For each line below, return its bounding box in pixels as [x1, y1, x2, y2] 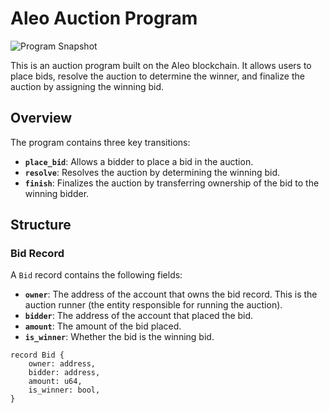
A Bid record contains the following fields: [10, 269, 183, 281]
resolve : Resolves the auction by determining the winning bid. [24, 166, 281, 178]
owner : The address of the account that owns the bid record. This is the [24, 288, 318, 301]
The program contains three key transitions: [10, 136, 191, 148]
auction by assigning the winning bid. [10, 80, 164, 92]
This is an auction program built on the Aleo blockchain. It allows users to [10, 59, 312, 71]
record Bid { [10, 350, 65, 361]
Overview [10, 110, 73, 127]
